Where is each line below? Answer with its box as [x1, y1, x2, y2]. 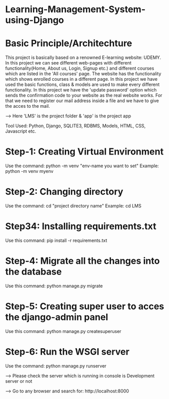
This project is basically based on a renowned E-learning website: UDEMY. [5, 54, 161, 60]
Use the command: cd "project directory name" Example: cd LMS [5, 203, 142, 209]
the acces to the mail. [5, 103, 50, 109]
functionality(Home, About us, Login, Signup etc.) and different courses [5, 65, 154, 72]
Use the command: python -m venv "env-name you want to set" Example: [5, 163, 159, 169]
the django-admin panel [5, 312, 108, 323]
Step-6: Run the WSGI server [5, 346, 130, 357]
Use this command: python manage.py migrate [5, 283, 103, 289]
